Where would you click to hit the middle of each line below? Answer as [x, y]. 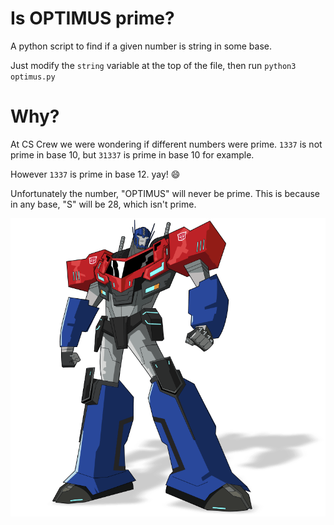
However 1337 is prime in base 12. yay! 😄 [95, 174]
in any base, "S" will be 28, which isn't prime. [103, 204]
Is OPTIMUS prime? [92, 18]
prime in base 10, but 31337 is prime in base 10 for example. [132, 154]
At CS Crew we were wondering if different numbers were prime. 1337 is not [166, 144]
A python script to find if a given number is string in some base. [141, 46]
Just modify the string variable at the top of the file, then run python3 [153, 65]
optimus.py [33, 77]
